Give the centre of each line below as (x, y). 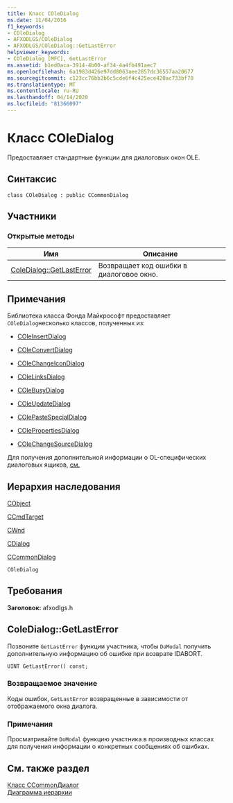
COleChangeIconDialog (51, 363)
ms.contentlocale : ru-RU (43, 91)
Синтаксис (32, 179)
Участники (32, 217)
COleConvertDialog (45, 350)
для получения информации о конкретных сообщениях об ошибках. (109, 747)
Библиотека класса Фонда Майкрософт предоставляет (89, 316)
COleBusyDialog (41, 390)
